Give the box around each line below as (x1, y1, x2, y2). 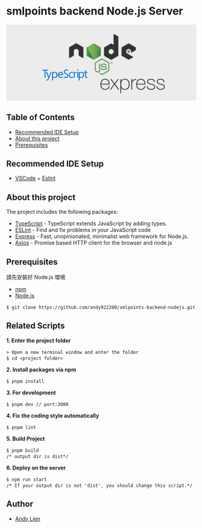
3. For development (6, 388, 56, 396)
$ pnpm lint (6, 424, 36, 430)
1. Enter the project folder (6, 336, 71, 344)
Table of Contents (6, 112, 75, 123)
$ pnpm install (6, 378, 45, 384)
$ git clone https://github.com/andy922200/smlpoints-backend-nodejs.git (6, 304, 196, 311)
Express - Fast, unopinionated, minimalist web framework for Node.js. (14, 233, 189, 240)
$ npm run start (6, 476, 47, 483)
